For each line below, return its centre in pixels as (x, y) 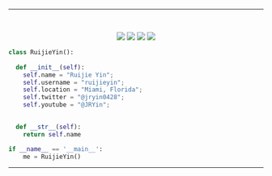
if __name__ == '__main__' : (56, 149)
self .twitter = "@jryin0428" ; (74, 98)
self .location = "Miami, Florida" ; (83, 90)
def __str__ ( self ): (49, 127)
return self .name (52, 134)
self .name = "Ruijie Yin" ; (68, 75)
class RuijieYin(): (41, 52)
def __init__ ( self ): (50, 67)
